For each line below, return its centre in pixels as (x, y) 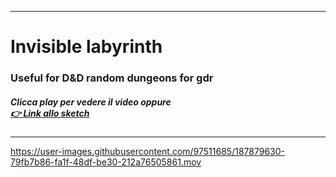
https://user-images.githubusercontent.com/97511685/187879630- (147, 152)
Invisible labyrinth (86, 47)
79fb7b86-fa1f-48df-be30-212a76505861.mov (106, 162)
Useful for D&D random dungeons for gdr (112, 78)
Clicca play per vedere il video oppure (91, 102)
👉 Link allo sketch (50, 113)
